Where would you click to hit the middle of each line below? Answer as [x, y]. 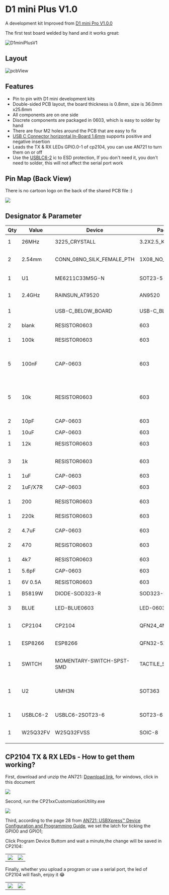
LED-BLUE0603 [74, 608]
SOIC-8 [149, 732]
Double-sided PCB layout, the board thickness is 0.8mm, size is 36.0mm [87, 104]
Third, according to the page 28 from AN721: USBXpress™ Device [73, 821]
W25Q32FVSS [72, 732]
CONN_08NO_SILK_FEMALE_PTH [95, 259]
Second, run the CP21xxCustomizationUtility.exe [55, 801]
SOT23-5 [151, 278]
